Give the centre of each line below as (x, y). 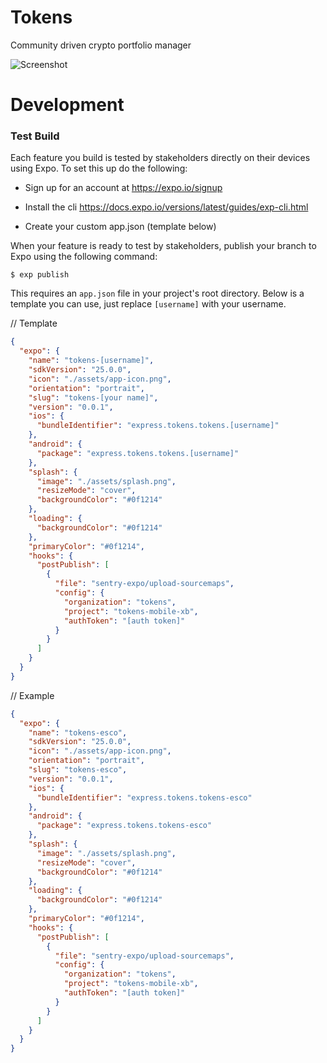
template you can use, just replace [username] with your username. (148, 304)
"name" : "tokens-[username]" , (91, 361)
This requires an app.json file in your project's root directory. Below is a (157, 293)
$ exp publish (40, 275)
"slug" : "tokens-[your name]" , (93, 397)
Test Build (35, 136)
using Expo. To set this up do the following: (99, 168)
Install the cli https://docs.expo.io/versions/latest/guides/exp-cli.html (166, 207)
